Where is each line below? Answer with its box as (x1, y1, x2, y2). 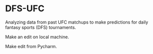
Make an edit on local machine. (5, 34, 69, 40)
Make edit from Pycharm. (5, 43, 57, 49)
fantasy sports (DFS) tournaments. (5, 24, 76, 30)
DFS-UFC (5, 3, 45, 14)
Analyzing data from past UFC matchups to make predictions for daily (5, 19, 149, 25)
